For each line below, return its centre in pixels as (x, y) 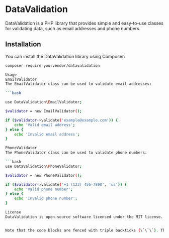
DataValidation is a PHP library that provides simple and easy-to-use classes (84, 23)
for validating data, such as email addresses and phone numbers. (73, 28)
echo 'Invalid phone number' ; (46, 199)
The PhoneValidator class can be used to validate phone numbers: (76, 153)
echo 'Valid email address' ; (45, 125)
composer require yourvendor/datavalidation (53, 66)
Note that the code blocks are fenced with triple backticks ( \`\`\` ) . (82, 230)
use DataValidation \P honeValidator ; (44, 166)
